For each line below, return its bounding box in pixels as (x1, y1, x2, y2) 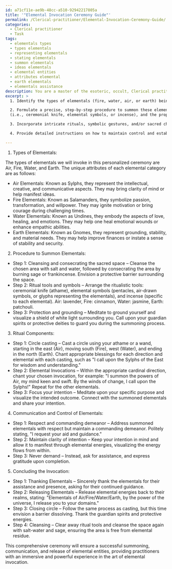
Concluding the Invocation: (12, 468, 70, 474)
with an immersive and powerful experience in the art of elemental (5, 553, 145, 560)
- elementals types (10, 41, 52, 46)
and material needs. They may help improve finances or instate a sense (12, 235, 164, 241)
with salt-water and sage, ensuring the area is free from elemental (12, 527, 153, 533)
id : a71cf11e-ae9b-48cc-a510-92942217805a (5, 7, 97, 13)
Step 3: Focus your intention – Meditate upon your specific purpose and (12, 389, 165, 395)
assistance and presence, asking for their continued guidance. (12, 483, 145, 489)
